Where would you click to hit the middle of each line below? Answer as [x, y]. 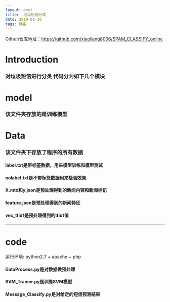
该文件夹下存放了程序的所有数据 [44, 152]
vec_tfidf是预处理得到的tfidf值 [37, 215]
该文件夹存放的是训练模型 [36, 114]
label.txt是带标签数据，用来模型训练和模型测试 [54, 165]
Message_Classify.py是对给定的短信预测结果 [53, 294]
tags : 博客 [16, 24]
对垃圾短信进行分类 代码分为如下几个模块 [55, 76]
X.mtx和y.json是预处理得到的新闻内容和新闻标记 [56, 190]
